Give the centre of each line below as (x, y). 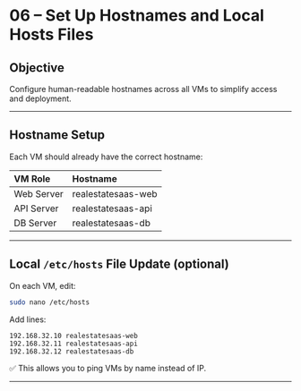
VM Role (32, 178)
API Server (36, 208)
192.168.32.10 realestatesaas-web (74, 336)
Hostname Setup (57, 135)
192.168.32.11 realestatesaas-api (74, 344)
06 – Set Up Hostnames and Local (137, 16)
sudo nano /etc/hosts (50, 302)
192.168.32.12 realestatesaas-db (72, 351)
